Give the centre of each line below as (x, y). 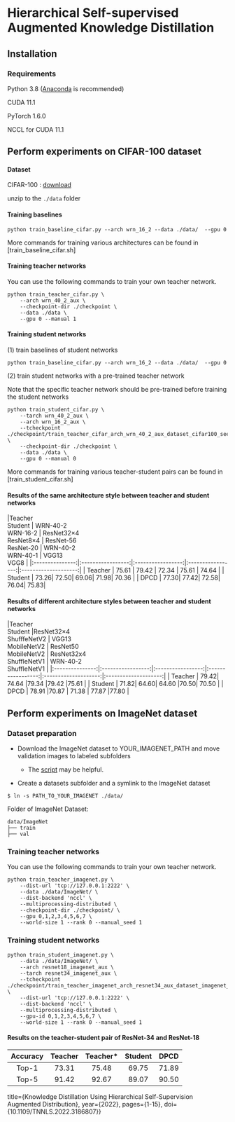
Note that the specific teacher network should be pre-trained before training (117, 390)
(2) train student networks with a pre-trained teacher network (96, 376)
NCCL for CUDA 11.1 (36, 129)
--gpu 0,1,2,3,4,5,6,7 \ (56, 917)
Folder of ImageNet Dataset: (48, 809)
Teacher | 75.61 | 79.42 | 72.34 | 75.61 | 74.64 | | (156, 570)
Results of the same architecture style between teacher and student (108, 495)
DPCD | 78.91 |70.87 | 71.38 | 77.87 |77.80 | (68, 691)
